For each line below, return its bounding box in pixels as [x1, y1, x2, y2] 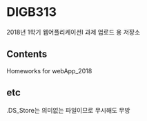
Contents [6, 48, 48, 60]
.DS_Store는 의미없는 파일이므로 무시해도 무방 [6, 106, 130, 114]
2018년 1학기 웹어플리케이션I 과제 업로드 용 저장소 [6, 28, 141, 36]
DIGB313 [6, 4, 57, 20]
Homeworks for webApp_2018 [6, 66, 92, 75]
